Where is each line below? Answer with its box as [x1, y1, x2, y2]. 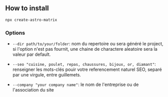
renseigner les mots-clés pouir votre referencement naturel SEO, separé [12, 66, 162, 72]
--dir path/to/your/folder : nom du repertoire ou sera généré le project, [12, 40, 163, 47]
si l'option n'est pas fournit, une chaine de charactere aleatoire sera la [12, 46, 157, 52]
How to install [5, 4, 49, 13]
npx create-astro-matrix [5, 17, 57, 22]
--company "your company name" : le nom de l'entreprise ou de [12, 81, 139, 87]
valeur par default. [12, 51, 51, 57]
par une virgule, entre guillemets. [12, 71, 81, 77]
